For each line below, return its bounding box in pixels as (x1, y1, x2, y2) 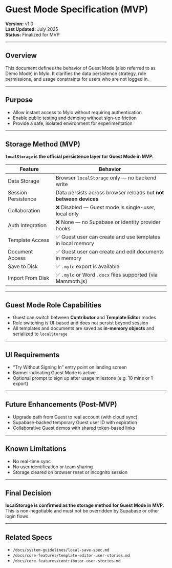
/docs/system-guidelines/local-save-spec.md (12, 547, 110, 553)
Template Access (8, 236, 50, 244)
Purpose (5, 96, 33, 104)
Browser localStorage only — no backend (55, 174, 157, 181)
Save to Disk (8, 263, 38, 270)
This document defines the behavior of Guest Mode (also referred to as (5, 65, 156, 71)
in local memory (55, 240, 95, 247)
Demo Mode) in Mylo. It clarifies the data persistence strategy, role (5, 70, 146, 77)
